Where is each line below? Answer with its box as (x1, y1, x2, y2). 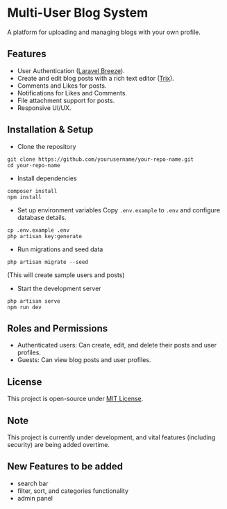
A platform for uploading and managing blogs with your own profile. (7, 28, 201, 36)
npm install (7, 194, 42, 201)
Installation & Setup (7, 124, 94, 136)
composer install (7, 187, 58, 194)
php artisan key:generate (7, 233, 82, 240)
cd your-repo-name (7, 162, 60, 169)
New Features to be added (7, 461, 124, 473)
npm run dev (7, 304, 42, 311)
